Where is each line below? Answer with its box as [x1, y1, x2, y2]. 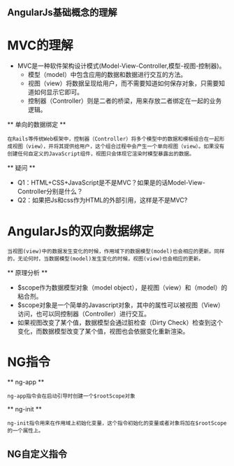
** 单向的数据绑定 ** [7, 120, 66, 129]
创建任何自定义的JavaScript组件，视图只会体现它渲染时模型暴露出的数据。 [7, 150, 195, 157]
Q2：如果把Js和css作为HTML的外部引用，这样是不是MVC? [17, 196, 188, 204]
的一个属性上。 [7, 428, 44, 435]
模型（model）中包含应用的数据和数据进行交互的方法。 [27, 71, 187, 79]
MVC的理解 [7, 37, 73, 53]
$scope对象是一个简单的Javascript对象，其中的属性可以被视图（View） [17, 301, 225, 309]
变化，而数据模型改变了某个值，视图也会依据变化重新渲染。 [17, 327, 189, 336]
